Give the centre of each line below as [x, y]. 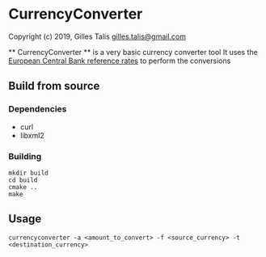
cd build [23, 180]
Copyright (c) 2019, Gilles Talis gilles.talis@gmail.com [97, 36]
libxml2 [32, 135]
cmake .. [23, 187]
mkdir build [28, 173]
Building [25, 156]
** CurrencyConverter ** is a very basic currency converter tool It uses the [133, 52]
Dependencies [38, 109]
